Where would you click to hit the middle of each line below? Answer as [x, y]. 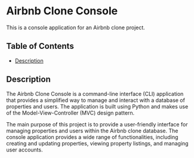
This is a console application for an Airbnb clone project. [76, 27]
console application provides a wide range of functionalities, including [92, 137]
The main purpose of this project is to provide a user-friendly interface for [97, 124]
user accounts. [24, 150]
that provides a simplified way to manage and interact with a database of [96, 100]
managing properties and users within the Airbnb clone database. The [92, 131]
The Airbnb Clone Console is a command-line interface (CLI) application [95, 94]
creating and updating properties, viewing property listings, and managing [98, 143]
